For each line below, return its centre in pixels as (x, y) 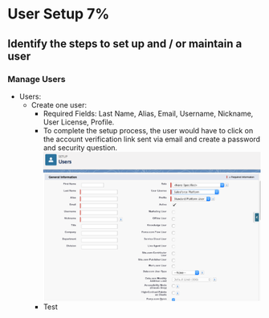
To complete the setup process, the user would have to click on (148, 130)
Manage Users (37, 79)
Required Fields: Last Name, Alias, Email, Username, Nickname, (148, 113)
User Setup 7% (59, 14)
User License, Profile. (79, 122)
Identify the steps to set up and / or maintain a (125, 44)
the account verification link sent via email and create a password (152, 139)
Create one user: (59, 104)
